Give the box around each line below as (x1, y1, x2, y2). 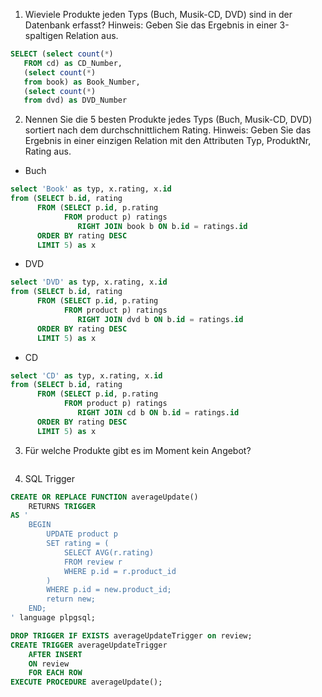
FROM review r (63, 557, 123, 567)
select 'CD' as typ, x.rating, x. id (10, 370, 163, 381)
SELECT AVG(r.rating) (63, 547, 155, 558)
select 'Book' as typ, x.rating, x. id (10, 184, 172, 194)
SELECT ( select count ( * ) (10, 49, 114, 59)
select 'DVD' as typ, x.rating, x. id (10, 277, 168, 288)
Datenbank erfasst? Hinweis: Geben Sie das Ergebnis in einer (24, 19, 278, 31)
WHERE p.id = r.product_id (63, 566, 177, 576)
